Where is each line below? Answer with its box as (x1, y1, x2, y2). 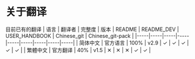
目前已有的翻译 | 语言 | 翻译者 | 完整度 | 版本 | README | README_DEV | (5, 26, 179, 33)
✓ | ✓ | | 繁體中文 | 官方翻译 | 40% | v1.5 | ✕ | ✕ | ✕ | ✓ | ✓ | (5, 46, 151, 53)
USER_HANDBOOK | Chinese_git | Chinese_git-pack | (5, 32, 134, 39)
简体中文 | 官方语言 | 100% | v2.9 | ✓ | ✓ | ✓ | (79, 39, 189, 46)
